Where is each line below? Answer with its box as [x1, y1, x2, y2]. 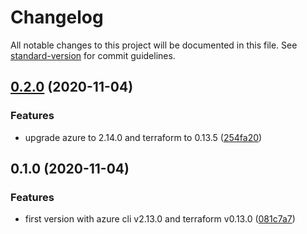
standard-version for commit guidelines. [10, 49, 176, 61]
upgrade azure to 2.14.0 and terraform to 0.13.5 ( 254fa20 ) [24, 131, 263, 143]
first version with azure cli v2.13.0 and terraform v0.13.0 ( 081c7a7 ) [24, 213, 296, 225]
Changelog [10, 6, 104, 29]
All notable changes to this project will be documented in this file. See [10, 39, 298, 51]
